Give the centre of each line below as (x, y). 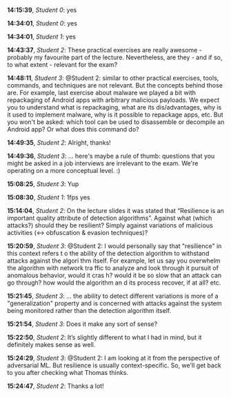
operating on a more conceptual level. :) (64, 171)
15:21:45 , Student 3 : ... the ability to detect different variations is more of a (113, 296)
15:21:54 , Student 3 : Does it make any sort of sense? (82, 324)
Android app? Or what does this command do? (73, 129)
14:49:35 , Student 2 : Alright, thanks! (59, 143)
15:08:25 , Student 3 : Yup (43, 184)
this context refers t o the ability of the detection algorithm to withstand (108, 253)
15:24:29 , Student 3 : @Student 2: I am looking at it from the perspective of (113, 358)
